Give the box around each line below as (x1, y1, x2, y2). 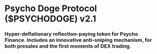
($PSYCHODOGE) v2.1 (4, 13, 97, 24)
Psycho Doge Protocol (4, 3, 97, 14)
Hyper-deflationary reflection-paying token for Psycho (4, 31, 138, 37)
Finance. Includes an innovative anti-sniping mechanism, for (4, 37, 153, 44)
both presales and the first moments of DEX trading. (4, 43, 131, 50)
